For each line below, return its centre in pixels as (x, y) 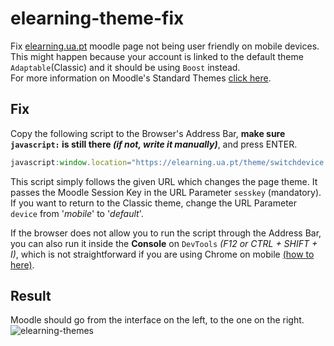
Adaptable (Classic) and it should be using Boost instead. (125, 67)
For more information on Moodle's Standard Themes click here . (141, 78)
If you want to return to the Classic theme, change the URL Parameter (154, 203)
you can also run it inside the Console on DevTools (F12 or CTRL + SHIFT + (164, 243)
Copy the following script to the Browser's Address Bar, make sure (148, 133)
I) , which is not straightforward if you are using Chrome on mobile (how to (162, 254)
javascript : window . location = (71, 162)
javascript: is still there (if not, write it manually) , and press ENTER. (154, 144)
